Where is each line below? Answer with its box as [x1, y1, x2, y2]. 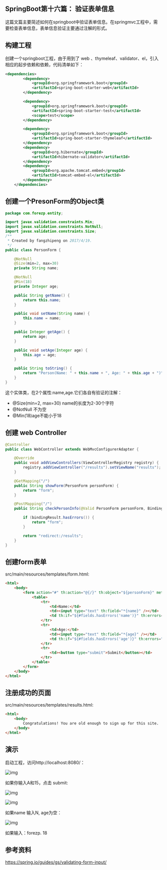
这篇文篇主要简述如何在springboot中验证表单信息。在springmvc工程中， [5, 19, 154, 25]
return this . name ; [23, 297, 61, 302]
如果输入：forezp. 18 [5, 830, 47, 836]
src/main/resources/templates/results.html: [5, 702, 93, 708]
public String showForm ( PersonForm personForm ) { [14, 483, 119, 488]
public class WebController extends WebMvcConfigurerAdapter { [5, 446, 139, 452]
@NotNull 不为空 [12, 406, 47, 412]
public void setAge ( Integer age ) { [14, 348, 88, 353]
